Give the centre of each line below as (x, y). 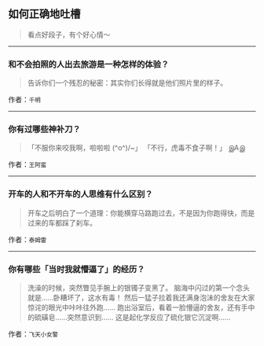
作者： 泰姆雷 (27, 239)
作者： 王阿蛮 (27, 164)
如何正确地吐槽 (44, 14)
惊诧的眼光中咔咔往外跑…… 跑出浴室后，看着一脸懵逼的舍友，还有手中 (141, 307)
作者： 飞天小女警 (33, 334)
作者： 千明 (24, 100)
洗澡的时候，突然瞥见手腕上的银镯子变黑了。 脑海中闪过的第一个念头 (138, 288)
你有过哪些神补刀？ (44, 130)
